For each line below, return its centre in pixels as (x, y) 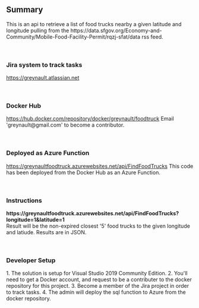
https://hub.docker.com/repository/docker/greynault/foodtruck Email (90, 119)
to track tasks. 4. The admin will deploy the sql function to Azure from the (96, 292)
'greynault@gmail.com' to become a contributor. (65, 125)
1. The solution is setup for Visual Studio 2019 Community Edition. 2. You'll (97, 274)
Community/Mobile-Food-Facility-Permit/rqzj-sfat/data (73, 37)
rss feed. (152, 37)
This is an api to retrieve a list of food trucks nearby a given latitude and (94, 24)
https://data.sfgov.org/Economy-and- (116, 30)
